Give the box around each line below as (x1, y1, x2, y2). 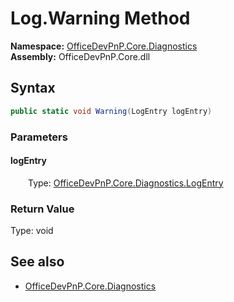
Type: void (10, 225, 54, 237)
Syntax (10, 80, 56, 97)
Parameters (10, 130, 68, 144)
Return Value (10, 202, 75, 216)
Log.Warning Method (10, 7, 191, 30)
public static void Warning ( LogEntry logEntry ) (10, 106, 213, 116)
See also (10, 253, 65, 271)
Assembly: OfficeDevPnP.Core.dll (10, 50, 151, 62)
